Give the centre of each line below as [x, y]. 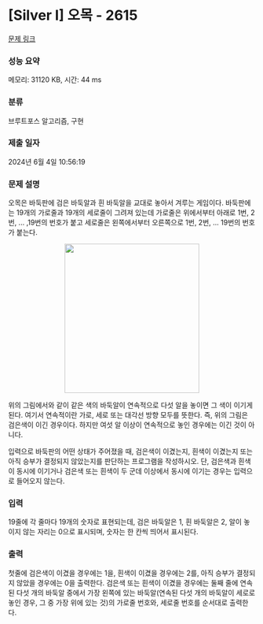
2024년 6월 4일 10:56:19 [47, 162]
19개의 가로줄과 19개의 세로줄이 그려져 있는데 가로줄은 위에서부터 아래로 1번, [133, 213]
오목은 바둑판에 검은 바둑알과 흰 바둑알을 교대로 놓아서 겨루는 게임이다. [116, 203]
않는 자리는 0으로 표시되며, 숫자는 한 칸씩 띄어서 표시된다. [110, 532]
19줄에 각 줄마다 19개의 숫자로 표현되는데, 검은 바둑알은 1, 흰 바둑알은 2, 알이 [125, 522]
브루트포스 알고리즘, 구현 [46, 121]
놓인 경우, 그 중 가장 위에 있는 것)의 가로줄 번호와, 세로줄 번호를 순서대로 [118, 602]
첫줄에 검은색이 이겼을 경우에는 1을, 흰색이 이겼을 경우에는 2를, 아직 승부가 [121, 573]
